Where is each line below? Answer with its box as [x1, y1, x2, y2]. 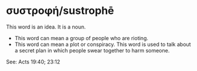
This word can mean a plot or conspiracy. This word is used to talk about [14, 41, 191, 48]
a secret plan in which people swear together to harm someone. [14, 47, 170, 54]
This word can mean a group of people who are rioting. [14, 34, 149, 41]
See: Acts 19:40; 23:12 [6, 58, 61, 65]
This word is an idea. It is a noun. [6, 23, 86, 30]
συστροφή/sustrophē [6, 4, 115, 17]
